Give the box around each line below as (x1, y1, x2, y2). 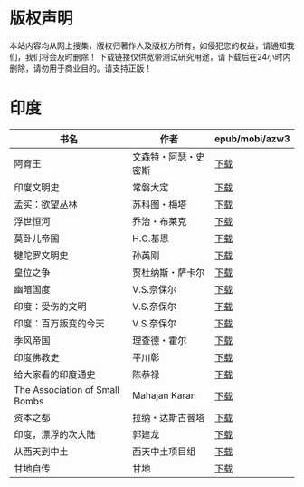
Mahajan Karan (132, 389, 196, 402)
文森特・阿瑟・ (132, 151, 196, 163)
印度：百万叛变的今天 (14, 317, 106, 329)
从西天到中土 (14, 445, 70, 458)
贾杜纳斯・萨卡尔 (132, 266, 205, 278)
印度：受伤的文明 (14, 300, 88, 313)
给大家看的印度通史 (14, 368, 97, 381)
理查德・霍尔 (132, 334, 187, 346)
